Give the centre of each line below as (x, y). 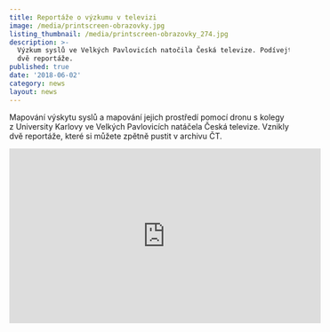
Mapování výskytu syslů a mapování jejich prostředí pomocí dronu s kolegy (147, 117)
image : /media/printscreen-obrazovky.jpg (87, 26)
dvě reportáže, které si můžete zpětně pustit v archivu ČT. (116, 136)
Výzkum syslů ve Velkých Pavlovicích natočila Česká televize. (137, 51)
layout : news (33, 91)
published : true (39, 67)
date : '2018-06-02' (45, 75)
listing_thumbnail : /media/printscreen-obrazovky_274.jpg (119, 34)
